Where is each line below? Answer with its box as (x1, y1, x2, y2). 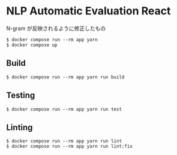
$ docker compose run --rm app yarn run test (6, 106, 122, 112)
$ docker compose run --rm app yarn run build (6, 74, 125, 80)
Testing (6, 90, 35, 101)
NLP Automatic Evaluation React (6, 4, 171, 18)
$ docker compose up (6, 42, 58, 48)
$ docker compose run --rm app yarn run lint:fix (6, 144, 133, 150)
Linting (6, 122, 33, 132)
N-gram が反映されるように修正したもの (6, 25, 106, 32)
